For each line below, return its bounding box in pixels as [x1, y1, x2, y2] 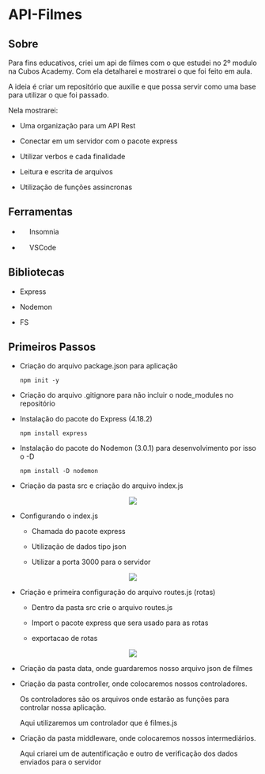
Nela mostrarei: [8, 105, 59, 115]
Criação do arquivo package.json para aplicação [19, 361, 178, 371]
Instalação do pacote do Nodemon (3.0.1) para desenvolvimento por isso [19, 444, 257, 453]
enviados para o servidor [19, 757, 101, 767]
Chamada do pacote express [31, 527, 126, 536]
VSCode [28, 242, 57, 252]
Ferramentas [8, 205, 73, 219]
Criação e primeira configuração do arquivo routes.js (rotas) [19, 588, 216, 597]
